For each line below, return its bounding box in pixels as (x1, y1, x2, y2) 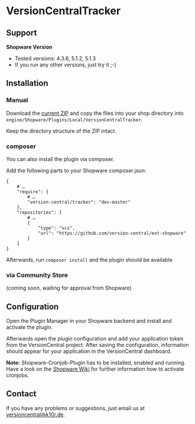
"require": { (17, 188, 49, 195)
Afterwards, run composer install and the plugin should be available (6, 256, 173, 263)
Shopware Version (6, 43, 53, 50)
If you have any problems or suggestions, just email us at (6, 404, 145, 412)
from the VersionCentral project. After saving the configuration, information (6, 342, 189, 349)
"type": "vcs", (37, 225, 76, 231)
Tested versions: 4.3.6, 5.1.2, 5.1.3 (14, 55, 96, 62)
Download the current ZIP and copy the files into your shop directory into (6, 110, 184, 117)
